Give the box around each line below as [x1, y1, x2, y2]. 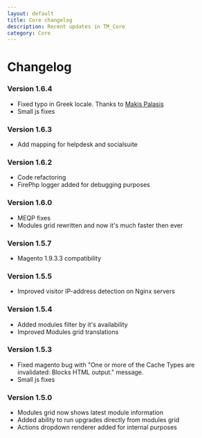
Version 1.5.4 [7, 304, 53, 314]
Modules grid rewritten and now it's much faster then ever [17, 221, 183, 229]
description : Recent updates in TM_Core [7, 23, 126, 30]
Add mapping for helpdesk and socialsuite [17, 140, 138, 149]
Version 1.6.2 [7, 157, 53, 167]
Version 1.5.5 [7, 271, 53, 281]
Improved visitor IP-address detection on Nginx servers [17, 287, 175, 295]
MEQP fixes [17, 213, 50, 222]
